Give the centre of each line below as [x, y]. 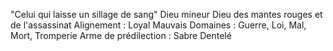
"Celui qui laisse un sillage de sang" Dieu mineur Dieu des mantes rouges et [166, 14]
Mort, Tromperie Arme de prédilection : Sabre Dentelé [121, 35]
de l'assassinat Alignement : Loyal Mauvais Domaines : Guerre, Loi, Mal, [158, 25]
